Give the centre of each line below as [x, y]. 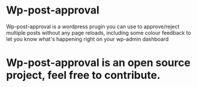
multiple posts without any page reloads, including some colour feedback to [98, 32]
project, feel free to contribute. [83, 76]
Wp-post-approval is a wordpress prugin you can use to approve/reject [93, 26]
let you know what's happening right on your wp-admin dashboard [88, 39]
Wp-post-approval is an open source [98, 63]
